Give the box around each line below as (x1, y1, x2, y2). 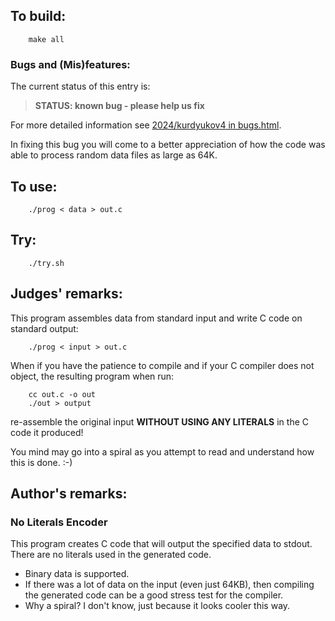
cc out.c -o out (28, 389, 97, 399)
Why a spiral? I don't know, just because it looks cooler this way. (24, 600, 291, 612)
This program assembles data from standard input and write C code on (10, 312, 303, 324)
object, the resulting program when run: (10, 370, 175, 382)
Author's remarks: (10, 485, 128, 502)
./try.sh (28, 258, 65, 268)
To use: (10, 178, 58, 195)
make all (28, 34, 65, 44)
